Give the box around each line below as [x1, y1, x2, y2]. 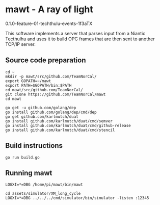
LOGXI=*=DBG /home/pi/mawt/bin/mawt [5, 182, 83, 187]
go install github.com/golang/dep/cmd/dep [5, 110, 97, 115]
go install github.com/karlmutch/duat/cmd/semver [5, 118, 113, 123]
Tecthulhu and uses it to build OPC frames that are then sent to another [5, 36, 155, 42]
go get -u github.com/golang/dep [5, 105, 76, 110]
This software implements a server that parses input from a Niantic [5, 30, 146, 36]
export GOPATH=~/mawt [5, 78, 51, 84]
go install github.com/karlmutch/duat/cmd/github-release [5, 123, 131, 128]
